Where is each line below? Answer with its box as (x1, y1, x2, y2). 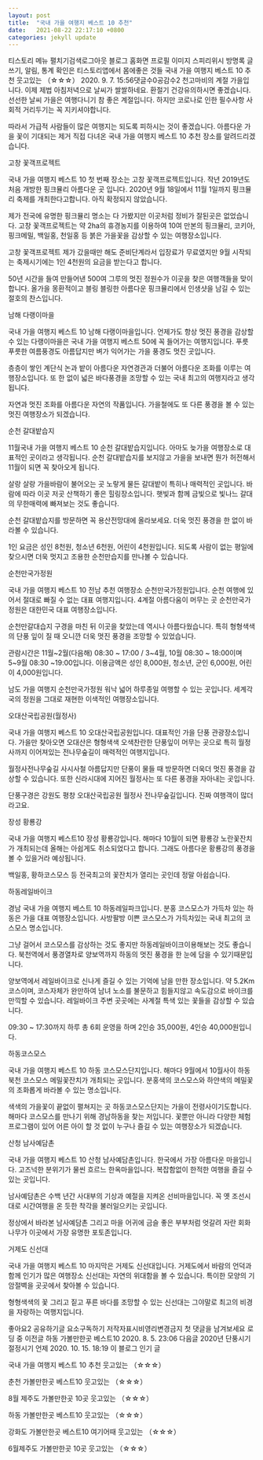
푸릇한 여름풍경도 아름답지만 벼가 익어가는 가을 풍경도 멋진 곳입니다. (8, 347, 216, 356)
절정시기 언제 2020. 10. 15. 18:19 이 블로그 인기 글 (8, 1344, 161, 1353)
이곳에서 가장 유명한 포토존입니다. (28, 1227, 132, 1238)
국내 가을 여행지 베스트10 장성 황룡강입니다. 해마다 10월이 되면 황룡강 (8, 834, 220, 843)
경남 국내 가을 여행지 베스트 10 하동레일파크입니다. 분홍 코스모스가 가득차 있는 (8, 904, 246, 913)
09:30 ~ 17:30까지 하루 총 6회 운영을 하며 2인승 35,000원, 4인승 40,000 (8, 1022, 233, 1032)
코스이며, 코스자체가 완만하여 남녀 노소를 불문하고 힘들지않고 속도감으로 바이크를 (8, 986, 254, 996)
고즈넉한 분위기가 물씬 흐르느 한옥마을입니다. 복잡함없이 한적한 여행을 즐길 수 (18, 1165, 254, 1175)
